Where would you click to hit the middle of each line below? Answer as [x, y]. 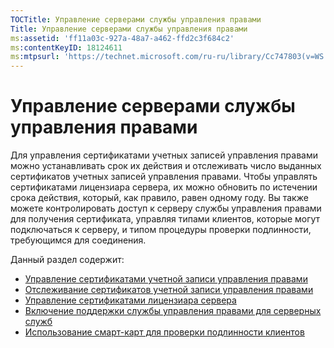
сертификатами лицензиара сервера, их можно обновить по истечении [164, 187]
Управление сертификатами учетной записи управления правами [166, 279]
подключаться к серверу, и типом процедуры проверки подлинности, [161, 230]
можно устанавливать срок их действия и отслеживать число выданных [166, 166]
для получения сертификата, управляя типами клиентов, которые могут [165, 219]
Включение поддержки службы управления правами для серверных [173, 311]
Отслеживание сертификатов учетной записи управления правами [169, 290]
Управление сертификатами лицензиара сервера [130, 300]
